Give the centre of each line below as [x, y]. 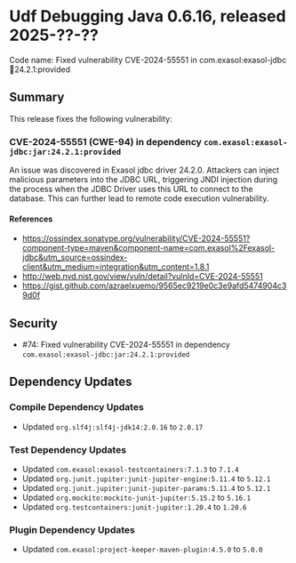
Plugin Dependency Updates [72, 529]
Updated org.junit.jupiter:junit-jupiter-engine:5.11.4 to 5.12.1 [146, 479]
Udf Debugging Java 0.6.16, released [148, 16]
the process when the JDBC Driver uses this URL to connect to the [131, 189]
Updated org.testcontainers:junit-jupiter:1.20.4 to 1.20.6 [134, 507]
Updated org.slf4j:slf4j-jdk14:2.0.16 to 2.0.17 [112, 426]
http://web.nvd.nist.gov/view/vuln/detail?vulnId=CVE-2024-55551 [143, 277]
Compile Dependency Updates [76, 407]
